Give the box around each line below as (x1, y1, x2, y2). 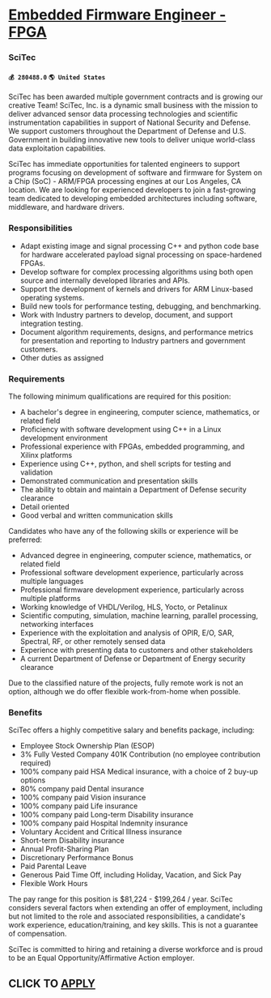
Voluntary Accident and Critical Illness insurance (19, 827, 183, 837)
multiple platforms (19, 593, 81, 603)
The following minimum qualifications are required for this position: (8, 391, 231, 401)
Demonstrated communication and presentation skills (19, 476, 198, 485)
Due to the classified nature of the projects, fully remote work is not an (8, 678, 244, 688)
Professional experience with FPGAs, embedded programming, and (19, 441, 245, 451)
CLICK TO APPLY (8, 976, 95, 990)
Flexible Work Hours (19, 879, 88, 889)
